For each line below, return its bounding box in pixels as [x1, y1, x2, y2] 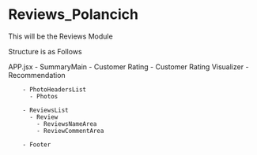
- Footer [22, 140, 51, 149]
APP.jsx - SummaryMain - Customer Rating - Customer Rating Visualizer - [8, 61, 249, 72]
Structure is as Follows [8, 46, 82, 56]
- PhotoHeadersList [22, 85, 87, 94]
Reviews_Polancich [8, 6, 138, 24]
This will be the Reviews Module [8, 31, 113, 41]
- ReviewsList [22, 106, 69, 114]
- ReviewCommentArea [36, 127, 104, 135]
